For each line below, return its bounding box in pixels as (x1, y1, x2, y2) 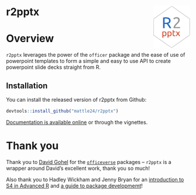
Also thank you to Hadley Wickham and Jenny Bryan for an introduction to (6, 176, 184, 183)
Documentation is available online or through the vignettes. (6, 119, 148, 126)
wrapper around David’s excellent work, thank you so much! (6, 165, 150, 172)
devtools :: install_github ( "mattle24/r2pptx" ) (6, 108, 118, 114)
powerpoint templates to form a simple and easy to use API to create (6, 58, 171, 65)
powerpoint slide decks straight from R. (6, 64, 101, 71)
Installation (6, 81, 48, 90)
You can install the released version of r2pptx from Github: (6, 96, 147, 103)
